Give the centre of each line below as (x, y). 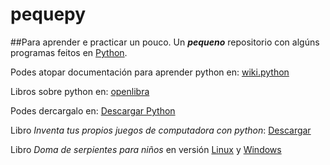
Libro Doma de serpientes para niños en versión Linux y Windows (146, 149)
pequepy (48, 14)
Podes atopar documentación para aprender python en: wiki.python (150, 72)
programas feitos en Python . (69, 52)
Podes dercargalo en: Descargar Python (93, 110)
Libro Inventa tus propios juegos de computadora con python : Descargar (161, 130)
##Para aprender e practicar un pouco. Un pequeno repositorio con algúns (165, 42)
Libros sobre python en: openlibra (80, 91)
